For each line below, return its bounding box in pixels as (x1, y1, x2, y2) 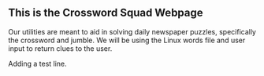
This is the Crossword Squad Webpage (8, 6, 203, 20)
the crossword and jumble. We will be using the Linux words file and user (8, 35, 246, 45)
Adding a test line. (8, 59, 67, 68)
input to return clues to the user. (8, 43, 113, 53)
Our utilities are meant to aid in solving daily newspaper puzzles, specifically (8, 27, 256, 36)
